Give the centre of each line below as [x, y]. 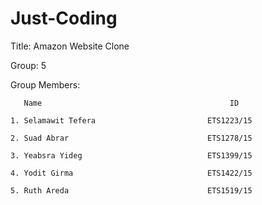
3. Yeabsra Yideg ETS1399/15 [131, 155]
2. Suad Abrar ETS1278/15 [131, 138]
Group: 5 [28, 65]
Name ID [131, 103]
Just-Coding [64, 18]
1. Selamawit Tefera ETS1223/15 [131, 120]
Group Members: [45, 84]
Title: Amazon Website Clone [70, 46]
